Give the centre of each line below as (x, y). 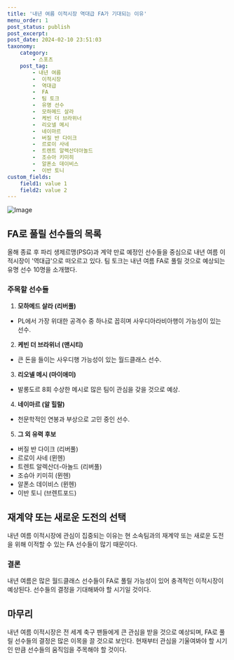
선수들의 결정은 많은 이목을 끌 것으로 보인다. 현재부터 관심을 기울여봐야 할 (115, 641)
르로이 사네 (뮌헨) (41, 458)
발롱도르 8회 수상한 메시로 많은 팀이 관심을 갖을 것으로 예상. (98, 390)
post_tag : (34, 66)
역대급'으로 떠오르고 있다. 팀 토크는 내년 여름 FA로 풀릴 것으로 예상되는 (129, 261)
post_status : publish (39, 27)
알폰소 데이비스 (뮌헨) (47, 484)
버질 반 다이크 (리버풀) (48, 449)
